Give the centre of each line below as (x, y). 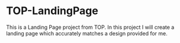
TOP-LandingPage (52, 11)
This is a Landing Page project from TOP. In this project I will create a (90, 27)
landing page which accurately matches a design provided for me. (87, 33)
